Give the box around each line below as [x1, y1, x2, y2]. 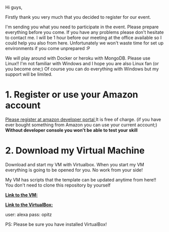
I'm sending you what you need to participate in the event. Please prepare [5, 24, 159, 30]
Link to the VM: [5, 192, 38, 198]
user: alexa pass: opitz [5, 211, 52, 217]
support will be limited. [5, 71, 53, 77]
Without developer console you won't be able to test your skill [5, 127, 138, 133]
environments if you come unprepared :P [5, 45, 90, 51]
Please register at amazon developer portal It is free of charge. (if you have [5, 116, 161, 122]
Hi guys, [5, 5, 23, 10]
